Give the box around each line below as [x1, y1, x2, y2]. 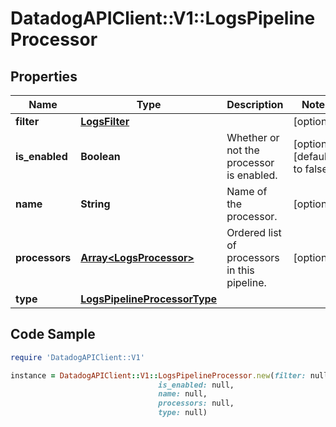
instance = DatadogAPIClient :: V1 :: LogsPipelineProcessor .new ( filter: [10, 370, 307, 381]
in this [226, 263, 255, 277]
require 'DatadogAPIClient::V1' [10, 352, 145, 362]
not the [226, 143, 260, 157]
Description [226, 98, 284, 111]
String [80, 197, 111, 211]
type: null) [158, 408, 208, 418]
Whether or [226, 131, 280, 144]
